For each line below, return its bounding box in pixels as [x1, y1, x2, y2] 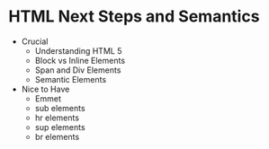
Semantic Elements [34, 74, 107, 84]
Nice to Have [21, 83, 70, 94]
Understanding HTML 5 [34, 45, 122, 56]
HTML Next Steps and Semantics [8, 6, 260, 27]
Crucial [21, 36, 49, 47]
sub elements [34, 102, 86, 113]
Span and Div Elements [34, 65, 121, 75]
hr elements [34, 112, 80, 123]
